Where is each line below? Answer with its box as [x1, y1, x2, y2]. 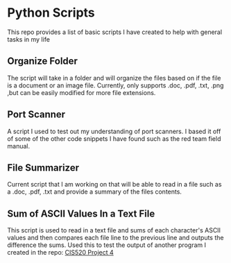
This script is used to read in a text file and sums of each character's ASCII [7, 226, 221, 235]
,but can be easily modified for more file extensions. [7, 88, 156, 96]
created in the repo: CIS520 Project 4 [7, 248, 114, 257]
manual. [7, 142, 30, 150]
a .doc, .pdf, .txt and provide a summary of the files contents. [7, 187, 182, 196]
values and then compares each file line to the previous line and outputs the [7, 234, 224, 242]
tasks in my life [7, 35, 51, 43]
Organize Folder [7, 56, 78, 67]
